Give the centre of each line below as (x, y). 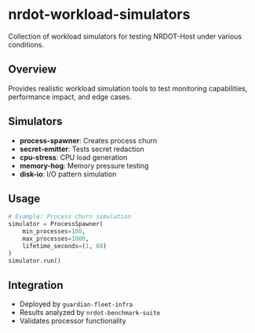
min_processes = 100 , (54, 231)
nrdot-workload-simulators (99, 15)
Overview (33, 70)
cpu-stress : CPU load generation (73, 157)
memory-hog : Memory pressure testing (84, 165)
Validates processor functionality (73, 321)
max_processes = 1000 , (56, 239)
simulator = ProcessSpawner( (56, 224)
